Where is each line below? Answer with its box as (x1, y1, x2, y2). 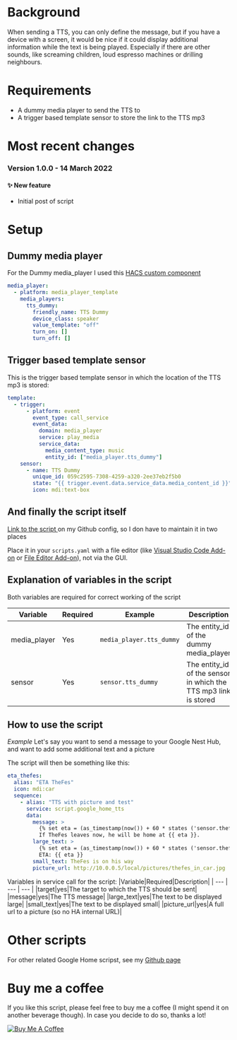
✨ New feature (7, 181, 51, 189)
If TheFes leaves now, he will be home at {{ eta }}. (38, 831, 200, 839)
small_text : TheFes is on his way (32, 858, 134, 865)
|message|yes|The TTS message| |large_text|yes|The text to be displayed (7, 892, 222, 901)
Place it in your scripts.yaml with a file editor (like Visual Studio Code (7, 546, 209, 554)
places (7, 532, 27, 541)
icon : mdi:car (13, 785, 55, 793)
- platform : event (25, 407, 80, 414)
